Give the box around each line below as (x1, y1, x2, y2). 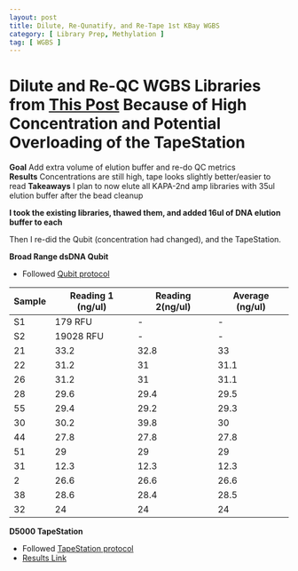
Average (232, 289, 270, 302)
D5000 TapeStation (9, 526, 83, 537)
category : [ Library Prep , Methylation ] (9, 29, 165, 38)
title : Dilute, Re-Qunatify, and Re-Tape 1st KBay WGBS (9, 21, 220, 30)
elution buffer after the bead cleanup (9, 190, 144, 201)
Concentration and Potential (9, 114, 222, 134)
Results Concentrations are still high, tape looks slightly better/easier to (9, 171, 271, 182)
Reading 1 (69, 289, 114, 302)
